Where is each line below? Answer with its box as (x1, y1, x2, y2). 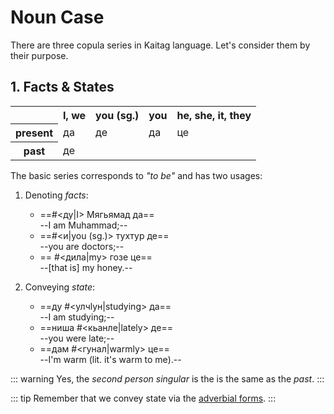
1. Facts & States (10, 79, 115, 96)
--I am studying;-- (39, 311, 115, 323)
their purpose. (10, 49, 69, 61)
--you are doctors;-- (39, 241, 125, 253)
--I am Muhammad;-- (39, 219, 128, 231)
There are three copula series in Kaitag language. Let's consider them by (10, 39, 311, 51)
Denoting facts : (24, 189, 89, 201)
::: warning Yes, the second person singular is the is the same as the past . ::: (10, 373, 325, 385)
